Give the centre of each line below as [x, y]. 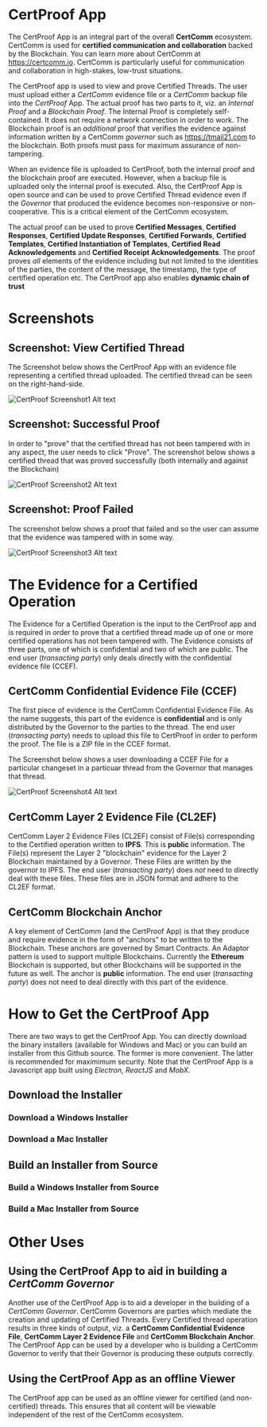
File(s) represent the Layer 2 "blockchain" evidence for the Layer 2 [118, 853]
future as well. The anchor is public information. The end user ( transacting [130, 973]
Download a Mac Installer [58, 1139]
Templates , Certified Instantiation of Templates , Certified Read [114, 244]
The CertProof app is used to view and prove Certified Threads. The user [128, 86]
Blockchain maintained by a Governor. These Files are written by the [120, 861]
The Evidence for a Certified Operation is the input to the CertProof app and [132, 624]
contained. [26, 120]
